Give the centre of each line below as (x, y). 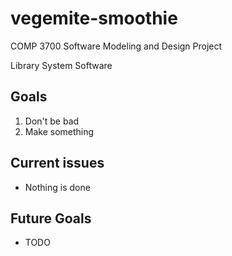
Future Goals (51, 218)
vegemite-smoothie (94, 18)
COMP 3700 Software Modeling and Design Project (116, 46)
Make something (59, 131)
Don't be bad (52, 121)
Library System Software (61, 65)
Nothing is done (57, 187)
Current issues (57, 163)
